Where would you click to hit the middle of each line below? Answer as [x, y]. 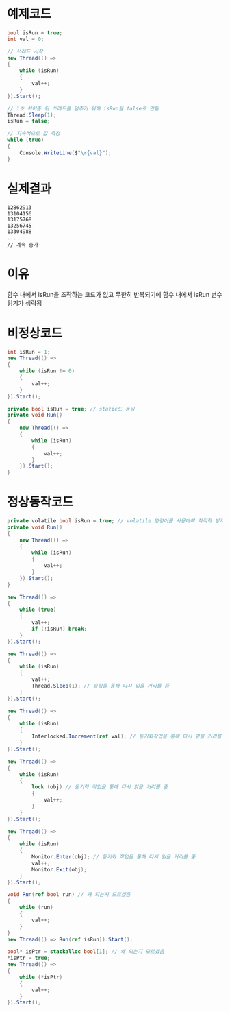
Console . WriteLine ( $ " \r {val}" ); [65, 153]
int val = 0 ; [26, 39]
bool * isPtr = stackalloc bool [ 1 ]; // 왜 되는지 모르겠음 [86, 952]
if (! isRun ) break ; [60, 629]
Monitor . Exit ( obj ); [60, 869]
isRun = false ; [29, 121]
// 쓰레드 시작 [25, 51]
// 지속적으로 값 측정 [34, 134]
